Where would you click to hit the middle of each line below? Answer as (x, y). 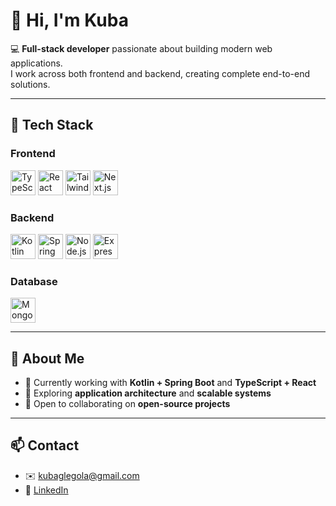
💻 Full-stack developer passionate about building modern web (141, 48)
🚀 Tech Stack (52, 125)
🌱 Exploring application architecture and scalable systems (148, 393)
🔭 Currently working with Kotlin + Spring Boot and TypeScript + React (170, 383)
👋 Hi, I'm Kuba (69, 20)
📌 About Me (47, 358)
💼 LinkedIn (46, 490)
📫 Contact (45, 445)
